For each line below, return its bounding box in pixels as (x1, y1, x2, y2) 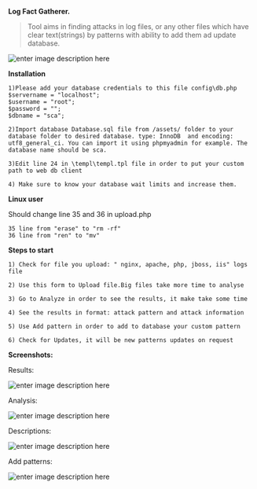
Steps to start (8, 245, 53, 255)
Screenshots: (8, 350, 53, 359)
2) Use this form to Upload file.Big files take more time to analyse (8, 281, 244, 289)
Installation (8, 69, 46, 78)
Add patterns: (8, 457, 53, 466)
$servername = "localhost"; (8, 91, 101, 99)
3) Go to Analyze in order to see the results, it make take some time (8, 295, 248, 303)
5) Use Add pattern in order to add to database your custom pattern (8, 322, 241, 330)
